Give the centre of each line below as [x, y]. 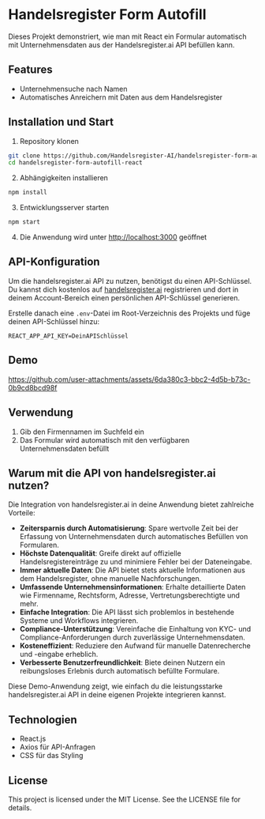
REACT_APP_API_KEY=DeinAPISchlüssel [68, 336]
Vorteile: [22, 513]
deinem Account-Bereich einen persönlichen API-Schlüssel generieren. [124, 297]
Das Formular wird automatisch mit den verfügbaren [105, 440]
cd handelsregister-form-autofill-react [76, 163]
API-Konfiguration [54, 262]
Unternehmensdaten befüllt [64, 448]
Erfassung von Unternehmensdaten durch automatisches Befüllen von [134, 537]
